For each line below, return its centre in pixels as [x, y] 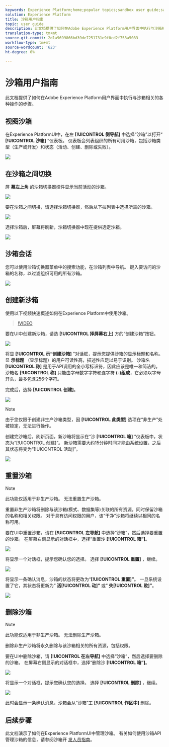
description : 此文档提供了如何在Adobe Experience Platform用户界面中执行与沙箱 [83, 29]
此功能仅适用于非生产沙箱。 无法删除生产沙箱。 [54, 635]
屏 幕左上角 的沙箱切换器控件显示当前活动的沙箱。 [57, 187]
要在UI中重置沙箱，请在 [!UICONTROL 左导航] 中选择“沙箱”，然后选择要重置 [84, 532]
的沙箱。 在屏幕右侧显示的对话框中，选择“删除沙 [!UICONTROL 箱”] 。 [77, 662]
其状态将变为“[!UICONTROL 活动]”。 [43, 449]
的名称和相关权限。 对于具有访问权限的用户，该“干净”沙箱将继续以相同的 [80, 516]
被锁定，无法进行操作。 [29, 426]
